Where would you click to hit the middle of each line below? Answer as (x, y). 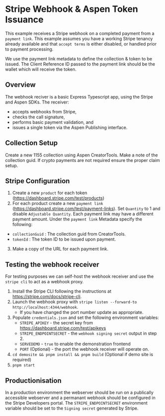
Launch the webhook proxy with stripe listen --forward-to (75, 302)
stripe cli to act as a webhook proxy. (44, 282)
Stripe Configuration (38, 181)
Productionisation (33, 381)
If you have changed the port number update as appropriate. (82, 312)
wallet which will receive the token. (41, 69)
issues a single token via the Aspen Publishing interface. (70, 127)
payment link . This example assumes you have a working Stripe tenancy (79, 39)
